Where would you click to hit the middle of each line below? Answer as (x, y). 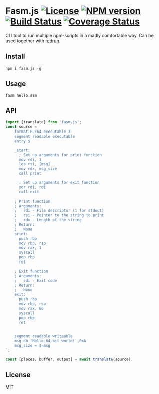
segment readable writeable (43, 336)
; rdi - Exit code (36, 280)
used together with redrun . (33, 41)
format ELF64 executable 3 (42, 132)
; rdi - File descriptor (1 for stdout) (59, 211)
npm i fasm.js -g (23, 68)
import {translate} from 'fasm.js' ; (43, 122)
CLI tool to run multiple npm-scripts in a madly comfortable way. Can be (79, 35)
